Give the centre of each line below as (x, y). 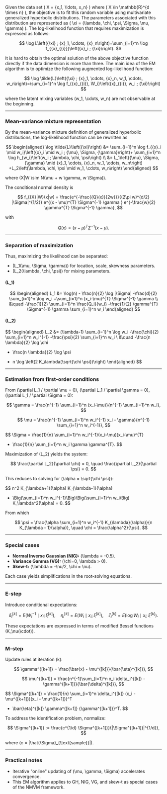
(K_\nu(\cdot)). (20, 631)
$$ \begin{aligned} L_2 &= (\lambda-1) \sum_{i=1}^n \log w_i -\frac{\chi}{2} (82, 332)
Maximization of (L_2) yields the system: (46, 454)
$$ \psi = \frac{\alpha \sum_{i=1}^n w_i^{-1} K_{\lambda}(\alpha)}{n (83, 522)
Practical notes (24, 760)
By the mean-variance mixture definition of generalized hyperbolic (73, 132)
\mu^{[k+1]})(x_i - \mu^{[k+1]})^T (39, 699)
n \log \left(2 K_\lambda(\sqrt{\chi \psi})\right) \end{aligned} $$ (77, 361)
